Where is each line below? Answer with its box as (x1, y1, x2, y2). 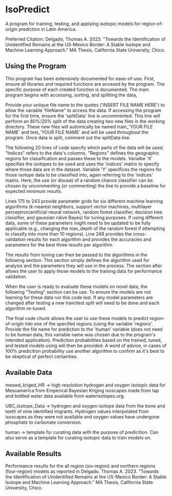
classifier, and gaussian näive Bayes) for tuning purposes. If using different (5, 214, 163, 220)
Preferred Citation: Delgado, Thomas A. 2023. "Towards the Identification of (5, 36, 166, 42)
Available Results (5, 449, 61, 458)
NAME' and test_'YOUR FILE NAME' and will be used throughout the (5, 129, 148, 135)
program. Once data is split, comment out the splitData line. (5, 135, 131, 141)
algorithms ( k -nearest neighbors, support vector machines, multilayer (5, 203, 152, 209)
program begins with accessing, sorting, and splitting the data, (5, 91, 137, 98)
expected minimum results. (5, 188, 62, 194)
